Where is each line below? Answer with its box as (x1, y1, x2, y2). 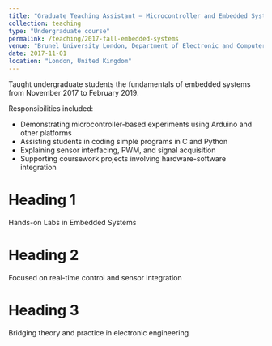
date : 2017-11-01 (8, 49, 67, 58)
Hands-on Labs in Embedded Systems (8, 217, 137, 227)
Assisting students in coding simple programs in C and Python (19, 136, 228, 146)
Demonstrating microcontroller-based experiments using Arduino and (19, 119, 253, 129)
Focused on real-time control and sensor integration (8, 272, 182, 282)
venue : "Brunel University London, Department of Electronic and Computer (8, 42, 266, 50)
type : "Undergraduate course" (8, 27, 111, 35)
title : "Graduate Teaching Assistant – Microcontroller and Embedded (8, 11, 249, 20)
